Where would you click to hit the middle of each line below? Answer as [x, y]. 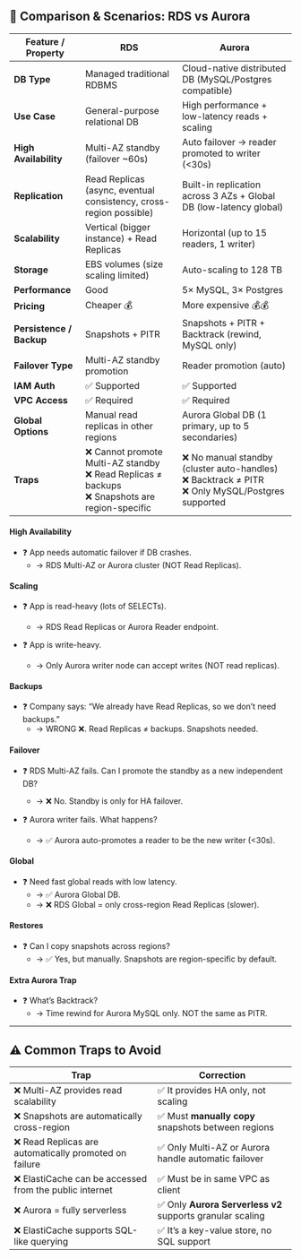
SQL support [184, 1242]
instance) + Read [120, 238]
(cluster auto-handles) [230, 469]
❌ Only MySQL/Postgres [233, 491]
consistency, [112, 201]
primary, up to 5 [216, 426]
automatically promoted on [70, 1153]
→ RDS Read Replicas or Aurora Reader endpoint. [127, 627]
